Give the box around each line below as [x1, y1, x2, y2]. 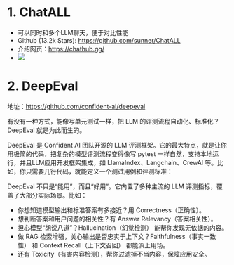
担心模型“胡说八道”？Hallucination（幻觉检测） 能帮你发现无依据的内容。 [17, 223, 228, 232]
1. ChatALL [7, 4, 71, 20]
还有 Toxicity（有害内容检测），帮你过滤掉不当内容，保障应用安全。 [17, 250, 211, 258]
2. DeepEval [7, 78, 78, 94]
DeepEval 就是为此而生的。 [7, 126, 86, 134]
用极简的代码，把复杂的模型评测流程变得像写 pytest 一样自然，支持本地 [7, 149, 213, 158]
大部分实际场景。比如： [19, 190, 88, 199]
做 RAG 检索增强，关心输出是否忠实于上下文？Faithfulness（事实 [17, 232, 205, 240]
